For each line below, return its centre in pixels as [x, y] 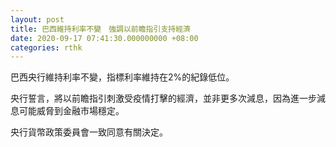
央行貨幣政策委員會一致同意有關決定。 [89, 132]
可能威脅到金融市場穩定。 [71, 111]
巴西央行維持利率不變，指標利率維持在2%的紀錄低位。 [122, 77]
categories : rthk [46, 47]
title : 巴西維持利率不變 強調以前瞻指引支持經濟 [100, 29]
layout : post [37, 19]
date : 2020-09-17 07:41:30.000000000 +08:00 [104, 38]
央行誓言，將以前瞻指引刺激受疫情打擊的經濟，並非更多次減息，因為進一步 [163, 98]
